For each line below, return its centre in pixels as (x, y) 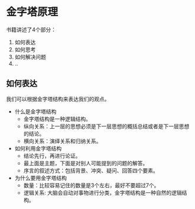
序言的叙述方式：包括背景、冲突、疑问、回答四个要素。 (91, 170)
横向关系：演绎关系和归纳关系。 (62, 141)
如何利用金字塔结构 (38, 148)
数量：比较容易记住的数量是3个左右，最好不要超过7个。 (91, 185)
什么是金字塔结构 (35, 111)
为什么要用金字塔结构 (40, 178)
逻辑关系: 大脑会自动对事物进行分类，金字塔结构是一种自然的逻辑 (103, 192)
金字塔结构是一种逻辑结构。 (57, 119)
